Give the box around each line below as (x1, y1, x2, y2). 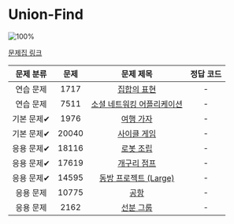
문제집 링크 (8, 47, 43, 57)
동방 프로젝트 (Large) (98, 172, 175, 183)
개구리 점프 (117, 158, 157, 169)
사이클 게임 (117, 128, 157, 139)
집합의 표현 (117, 84, 157, 95)
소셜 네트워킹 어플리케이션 (91, 99, 183, 110)
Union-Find (8, 6, 84, 24)
